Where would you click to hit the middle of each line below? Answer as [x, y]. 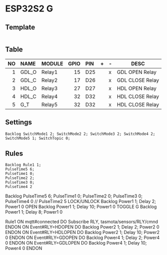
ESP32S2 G [29, 9]
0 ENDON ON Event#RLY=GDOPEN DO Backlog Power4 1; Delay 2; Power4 [82, 237]
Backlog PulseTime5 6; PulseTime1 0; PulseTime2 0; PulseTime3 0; [74, 196]
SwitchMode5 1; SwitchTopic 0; [38, 138]
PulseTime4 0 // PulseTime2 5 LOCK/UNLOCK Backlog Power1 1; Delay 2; [81, 201]
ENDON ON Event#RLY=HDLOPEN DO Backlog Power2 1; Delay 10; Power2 [82, 232]
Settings [19, 122]
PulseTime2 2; [20, 178]
